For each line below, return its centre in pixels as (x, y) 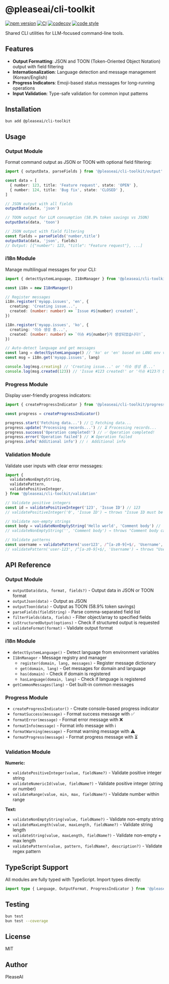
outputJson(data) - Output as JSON (50, 601)
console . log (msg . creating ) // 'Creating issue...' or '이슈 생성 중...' (80, 367)
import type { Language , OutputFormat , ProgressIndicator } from (75, 889)
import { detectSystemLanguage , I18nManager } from (60, 279)
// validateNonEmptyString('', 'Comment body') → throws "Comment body (82, 531)
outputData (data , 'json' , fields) (41, 241)
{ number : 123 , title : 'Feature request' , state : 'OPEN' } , (74, 185)
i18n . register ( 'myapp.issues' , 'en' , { (47, 302)
